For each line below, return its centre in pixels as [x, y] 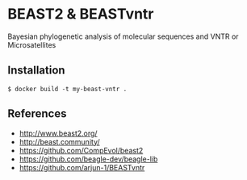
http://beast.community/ [59, 141]
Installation [36, 71]
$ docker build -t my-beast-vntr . [67, 89]
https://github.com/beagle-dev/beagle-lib [88, 159]
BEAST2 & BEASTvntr [81, 14]
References [37, 114]
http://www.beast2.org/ [58, 133]
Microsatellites [32, 44]
